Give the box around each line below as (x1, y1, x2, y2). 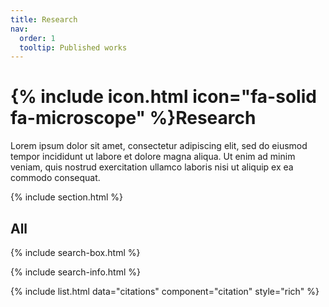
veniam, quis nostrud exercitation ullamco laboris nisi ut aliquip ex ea (10, 161, 294, 173)
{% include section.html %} (10, 191, 124, 203)
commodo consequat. (10, 172, 101, 184)
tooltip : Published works (19, 42, 128, 53)
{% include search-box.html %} (10, 247, 141, 258)
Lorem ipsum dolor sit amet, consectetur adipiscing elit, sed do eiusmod (10, 140, 308, 152)
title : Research (10, 14, 78, 25)
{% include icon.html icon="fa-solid (10, 86, 317, 108)
